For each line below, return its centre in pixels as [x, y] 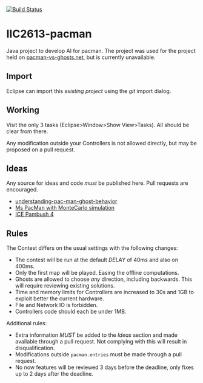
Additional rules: [27, 323]
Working [23, 110]
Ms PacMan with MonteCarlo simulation [65, 208]
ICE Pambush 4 [34, 214]
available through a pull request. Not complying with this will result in [101, 342]
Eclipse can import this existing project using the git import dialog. [89, 91]
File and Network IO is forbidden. [56, 305]
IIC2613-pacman [49, 34]
